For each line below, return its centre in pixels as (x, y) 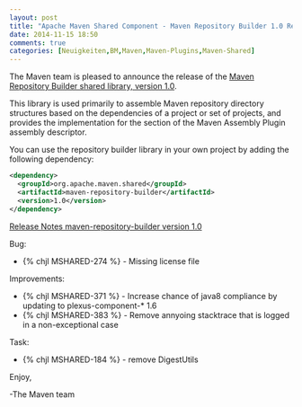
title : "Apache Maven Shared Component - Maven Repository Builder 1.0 (146, 26)
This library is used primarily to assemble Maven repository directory (137, 103)
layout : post (34, 18)
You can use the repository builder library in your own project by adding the (149, 150)
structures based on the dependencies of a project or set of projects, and (145, 113)
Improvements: (37, 279)
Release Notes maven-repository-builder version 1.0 (106, 226)
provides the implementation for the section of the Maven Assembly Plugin (147, 123)
